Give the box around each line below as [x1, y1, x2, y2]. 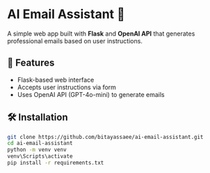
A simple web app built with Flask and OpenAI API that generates [7, 29, 195, 38]
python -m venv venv [7, 146, 67, 153]
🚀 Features [7, 57, 55, 69]
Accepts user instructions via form [17, 83, 117, 91]
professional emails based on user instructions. [7, 36, 143, 45]
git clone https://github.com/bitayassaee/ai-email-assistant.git [7, 133, 204, 140]
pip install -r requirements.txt [7, 160, 104, 167]
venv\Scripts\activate [7, 153, 73, 160]
